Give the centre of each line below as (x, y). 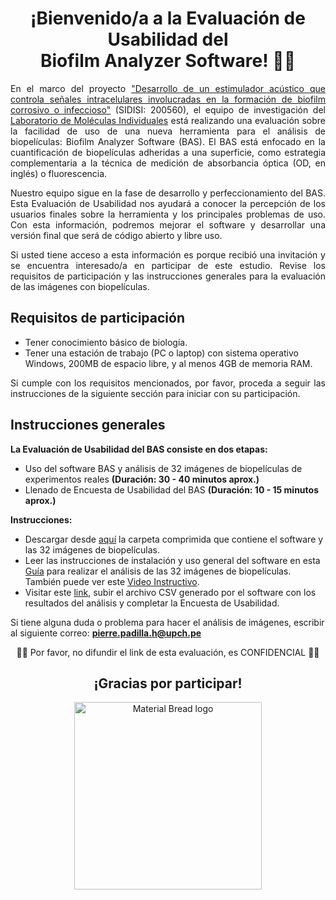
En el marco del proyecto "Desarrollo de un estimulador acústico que (168, 88)
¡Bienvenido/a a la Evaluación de (168, 18)
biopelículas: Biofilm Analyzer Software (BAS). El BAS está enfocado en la (168, 141)
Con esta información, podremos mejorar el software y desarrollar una (168, 224)
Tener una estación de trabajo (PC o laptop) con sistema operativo (161, 353)
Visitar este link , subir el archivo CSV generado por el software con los (170, 592)
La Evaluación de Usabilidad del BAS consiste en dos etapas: (139, 449)
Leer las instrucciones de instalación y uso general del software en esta (172, 560)
